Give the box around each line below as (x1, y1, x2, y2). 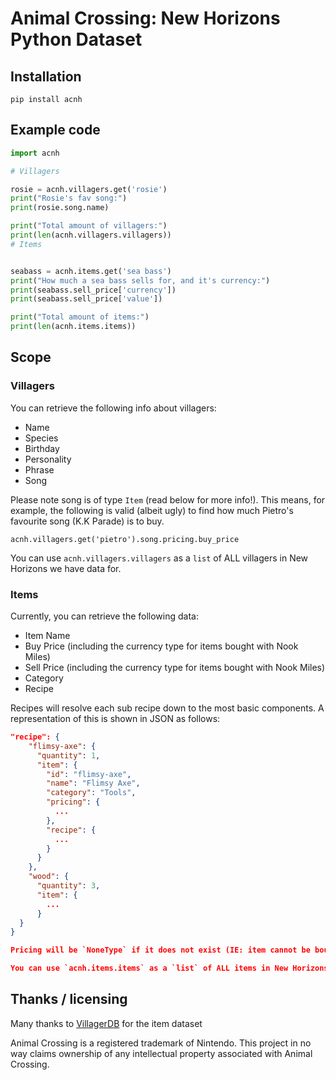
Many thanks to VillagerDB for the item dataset (10, 1017, 203, 1029)
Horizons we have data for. (10, 562, 122, 574)
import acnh (10, 148, 60, 158)
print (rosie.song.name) (10, 203, 110, 213)
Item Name (24, 630, 71, 642)
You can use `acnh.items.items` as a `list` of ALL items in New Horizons (10, 963, 329, 974)
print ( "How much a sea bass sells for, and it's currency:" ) (10, 275, 271, 286)
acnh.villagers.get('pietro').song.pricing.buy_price (10, 534, 240, 544)
